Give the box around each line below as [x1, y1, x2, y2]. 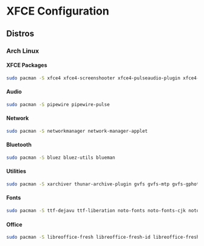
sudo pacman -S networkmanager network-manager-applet [6, 128, 148, 134]
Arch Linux [6, 47, 39, 55]
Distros [6, 28, 35, 39]
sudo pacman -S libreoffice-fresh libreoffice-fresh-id [6, 234, 151, 241]
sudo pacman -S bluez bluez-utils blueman [6, 155, 115, 161]
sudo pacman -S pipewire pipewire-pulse [6, 101, 110, 107]
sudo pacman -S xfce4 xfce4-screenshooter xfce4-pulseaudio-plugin [6, 75, 181, 81]
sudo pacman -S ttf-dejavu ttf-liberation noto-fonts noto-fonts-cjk [6, 208, 186, 214]
